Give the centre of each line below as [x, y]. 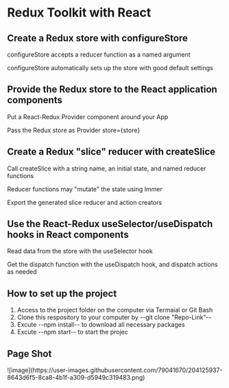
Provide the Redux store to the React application [112, 90]
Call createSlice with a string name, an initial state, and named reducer [107, 168]
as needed [22, 272]
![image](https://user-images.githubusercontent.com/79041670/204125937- [115, 370]
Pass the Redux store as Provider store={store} [74, 130]
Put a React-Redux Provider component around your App [88, 117]
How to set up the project [62, 293]
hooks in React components [68, 235]
